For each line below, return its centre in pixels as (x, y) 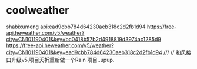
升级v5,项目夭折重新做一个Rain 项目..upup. (63, 60)
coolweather (38, 10)
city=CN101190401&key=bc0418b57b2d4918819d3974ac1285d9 (84, 39)
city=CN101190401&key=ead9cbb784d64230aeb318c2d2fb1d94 (84, 52)
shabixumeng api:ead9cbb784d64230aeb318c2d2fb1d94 (76, 27)
